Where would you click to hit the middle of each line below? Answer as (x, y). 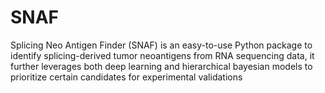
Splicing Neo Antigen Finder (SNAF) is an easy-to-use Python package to (161, 45)
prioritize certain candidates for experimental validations (126, 77)
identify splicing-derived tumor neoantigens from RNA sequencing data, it (162, 55)
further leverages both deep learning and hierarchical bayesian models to (161, 66)
